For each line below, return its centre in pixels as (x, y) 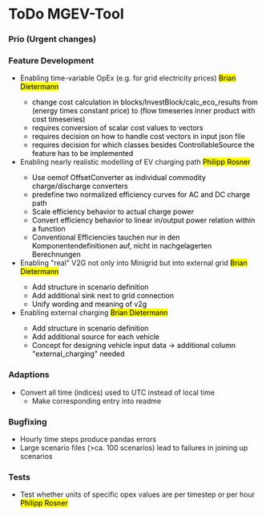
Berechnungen (56, 255)
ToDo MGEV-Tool (66, 14)
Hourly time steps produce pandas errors (88, 439)
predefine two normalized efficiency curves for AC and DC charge (141, 195)
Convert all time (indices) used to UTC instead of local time (117, 392)
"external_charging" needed (79, 354)
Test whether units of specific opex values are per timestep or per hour (137, 494)
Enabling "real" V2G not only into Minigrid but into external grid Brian (133, 263)
